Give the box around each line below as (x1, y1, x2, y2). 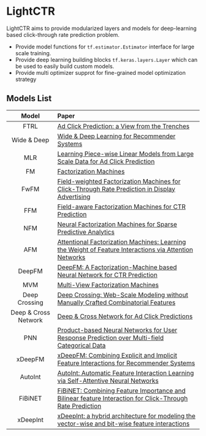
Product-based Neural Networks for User (57, 326, 178, 334)
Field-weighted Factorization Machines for (57, 177, 181, 185)
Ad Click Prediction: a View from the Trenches (57, 121, 190, 130)
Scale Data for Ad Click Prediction (57, 157, 155, 166)
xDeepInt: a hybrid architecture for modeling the (57, 411, 196, 420)
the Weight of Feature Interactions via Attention (57, 245, 193, 254)
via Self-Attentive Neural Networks (57, 376, 159, 384)
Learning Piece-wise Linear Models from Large (57, 149, 194, 158)
